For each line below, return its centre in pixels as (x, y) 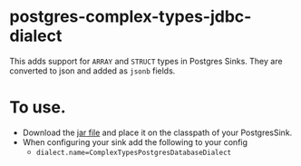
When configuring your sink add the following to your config (135, 142)
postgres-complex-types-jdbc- (131, 17)
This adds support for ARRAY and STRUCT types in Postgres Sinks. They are (146, 61)
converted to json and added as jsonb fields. (92, 71)
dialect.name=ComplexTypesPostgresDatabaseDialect (134, 152)
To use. (38, 107)
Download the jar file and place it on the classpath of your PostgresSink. (157, 132)
